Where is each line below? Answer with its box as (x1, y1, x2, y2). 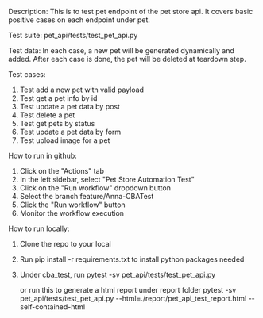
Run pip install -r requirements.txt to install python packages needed (19, 255, 245, 264)
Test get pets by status (19, 119, 95, 128)
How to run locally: (8, 224, 70, 233)
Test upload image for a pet (19, 136, 110, 145)
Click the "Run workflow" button (19, 200, 126, 209)
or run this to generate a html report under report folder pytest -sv (19, 285, 237, 294)
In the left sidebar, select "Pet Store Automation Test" (19, 174, 195, 184)
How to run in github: (8, 151, 77, 160)
